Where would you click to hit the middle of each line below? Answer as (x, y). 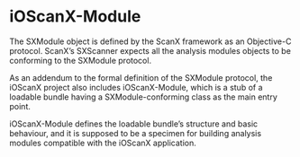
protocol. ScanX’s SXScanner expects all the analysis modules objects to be (150, 50)
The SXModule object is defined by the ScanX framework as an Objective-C (150, 41)
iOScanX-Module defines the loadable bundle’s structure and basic (134, 124)
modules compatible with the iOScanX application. (103, 143)
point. (20, 106)
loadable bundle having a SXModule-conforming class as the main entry (143, 97)
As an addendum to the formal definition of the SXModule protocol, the (141, 77)
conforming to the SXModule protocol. (80, 60)
